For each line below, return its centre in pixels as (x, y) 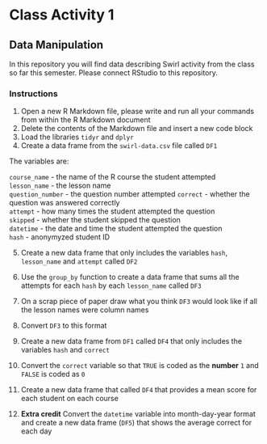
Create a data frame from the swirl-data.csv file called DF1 (119, 146)
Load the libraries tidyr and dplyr (77, 137)
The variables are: (39, 161)
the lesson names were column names (85, 310)
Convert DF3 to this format (64, 326)
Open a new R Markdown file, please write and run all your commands (138, 112)
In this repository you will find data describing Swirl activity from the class (132, 64)
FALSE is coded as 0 (53, 374)
